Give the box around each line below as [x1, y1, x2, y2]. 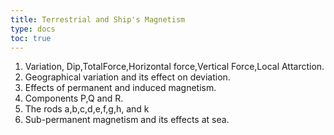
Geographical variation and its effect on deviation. [24, 71, 231, 83]
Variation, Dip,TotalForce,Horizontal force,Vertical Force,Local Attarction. [24, 61, 325, 73]
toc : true [10, 33, 52, 43]
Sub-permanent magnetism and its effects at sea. [24, 114, 230, 126]
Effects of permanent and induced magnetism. [24, 82, 217, 94]
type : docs [10, 24, 56, 34]
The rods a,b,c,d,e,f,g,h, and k [24, 103, 150, 115]
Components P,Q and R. [24, 92, 124, 105]
